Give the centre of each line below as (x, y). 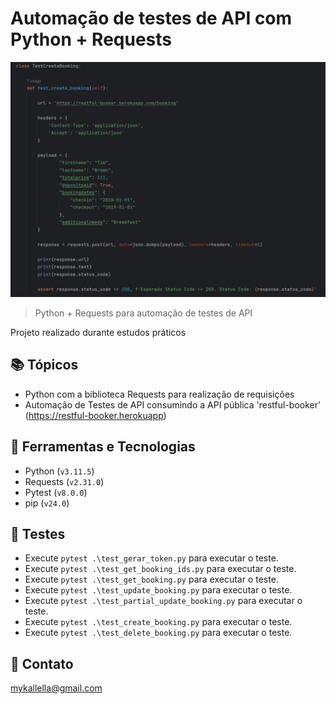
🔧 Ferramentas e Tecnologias (103, 447)
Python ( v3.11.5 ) (59, 471)
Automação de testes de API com (151, 18)
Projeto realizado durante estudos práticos (98, 332)
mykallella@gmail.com (56, 688)
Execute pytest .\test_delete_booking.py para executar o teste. (158, 633)
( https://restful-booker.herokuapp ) (95, 415)
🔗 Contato (42, 663)
